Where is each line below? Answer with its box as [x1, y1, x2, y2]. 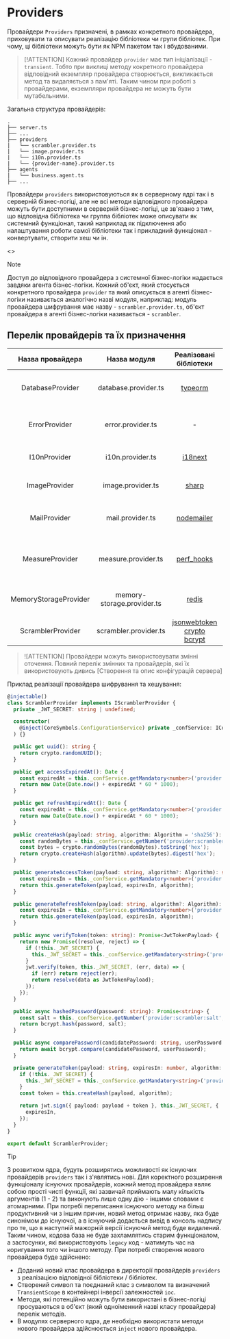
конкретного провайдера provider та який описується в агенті [7, 288, 190, 296]
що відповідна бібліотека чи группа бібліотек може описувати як [7, 212, 197, 220]
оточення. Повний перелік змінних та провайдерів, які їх [23, 659, 190, 667]
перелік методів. [16, 1310, 66, 1318]
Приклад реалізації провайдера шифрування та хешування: [7, 680, 182, 688]
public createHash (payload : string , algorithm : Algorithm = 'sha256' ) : [13, 831, 222, 838]
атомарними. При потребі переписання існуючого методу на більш [7, 1202, 205, 1210]
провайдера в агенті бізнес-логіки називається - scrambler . [7, 309, 181, 318]
